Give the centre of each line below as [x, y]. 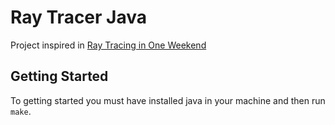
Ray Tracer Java [78, 17]
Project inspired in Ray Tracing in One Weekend [108, 45]
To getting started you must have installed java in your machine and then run [168, 100]
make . [21, 111]
